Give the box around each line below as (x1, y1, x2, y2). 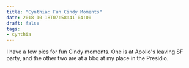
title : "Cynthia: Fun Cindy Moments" (6, 8, 103, 15)
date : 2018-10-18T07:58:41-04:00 (6, 15, 92, 21)
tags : (6, 25, 20, 32)
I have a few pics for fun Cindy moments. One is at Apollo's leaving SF (6, 48, 183, 55)
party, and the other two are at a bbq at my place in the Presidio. (6, 55, 169, 62)
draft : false (6, 20, 40, 26)
